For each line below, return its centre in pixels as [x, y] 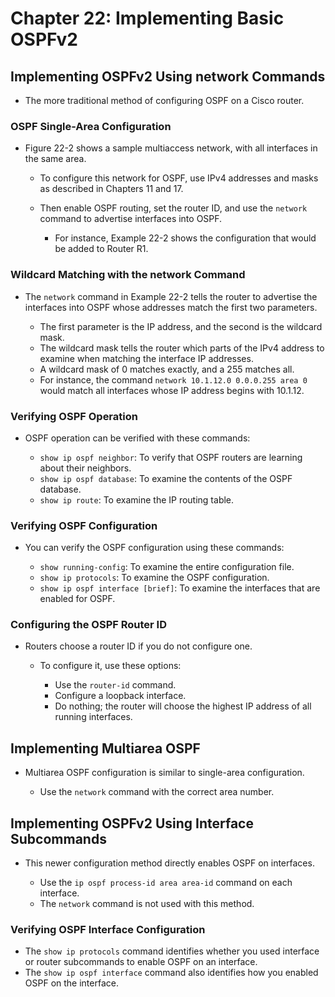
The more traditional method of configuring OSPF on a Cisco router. [164, 100]
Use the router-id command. [115, 685]
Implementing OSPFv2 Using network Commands [168, 76]
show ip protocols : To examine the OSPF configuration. [154, 578]
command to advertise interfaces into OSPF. [131, 219]
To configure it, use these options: [110, 666]
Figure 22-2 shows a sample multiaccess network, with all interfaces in [171, 148]
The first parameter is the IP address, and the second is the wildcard [181, 326]
